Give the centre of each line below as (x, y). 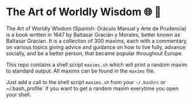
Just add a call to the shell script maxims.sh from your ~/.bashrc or (86, 82)
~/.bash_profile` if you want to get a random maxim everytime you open (92, 88)
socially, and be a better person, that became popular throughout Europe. (94, 53)
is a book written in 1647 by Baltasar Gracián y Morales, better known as (93, 34)
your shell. (19, 94)
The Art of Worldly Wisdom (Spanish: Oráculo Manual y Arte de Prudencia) (96, 28)
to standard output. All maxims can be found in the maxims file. (81, 71)
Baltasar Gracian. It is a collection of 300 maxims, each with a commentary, (97, 41)
